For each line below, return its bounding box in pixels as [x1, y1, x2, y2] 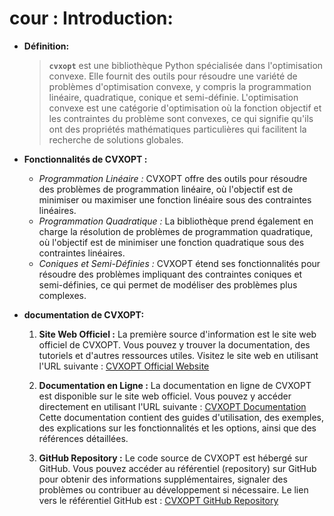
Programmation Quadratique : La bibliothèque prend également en [38, 215, 314, 227]
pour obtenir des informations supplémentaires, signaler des [38, 473, 288, 485]
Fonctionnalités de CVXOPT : [23, 153, 148, 165]
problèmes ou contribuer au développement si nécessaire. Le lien [38, 483, 309, 496]
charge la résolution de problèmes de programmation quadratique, [38, 225, 314, 237]
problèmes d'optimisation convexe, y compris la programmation [48, 80, 312, 92]
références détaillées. [38, 432, 129, 444]
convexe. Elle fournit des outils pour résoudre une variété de [48, 70, 298, 82]
